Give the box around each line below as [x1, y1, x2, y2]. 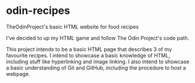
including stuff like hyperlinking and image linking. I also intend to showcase [6, 58, 190, 65]
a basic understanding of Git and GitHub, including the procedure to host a [6, 64, 186, 71]
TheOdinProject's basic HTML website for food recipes [6, 23, 139, 30]
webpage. [6, 70, 30, 77]
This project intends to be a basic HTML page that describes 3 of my [6, 45, 172, 53]
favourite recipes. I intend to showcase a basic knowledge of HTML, [6, 52, 170, 59]
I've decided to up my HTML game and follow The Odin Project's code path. [6, 34, 190, 41]
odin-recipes [6, 4, 70, 17]
